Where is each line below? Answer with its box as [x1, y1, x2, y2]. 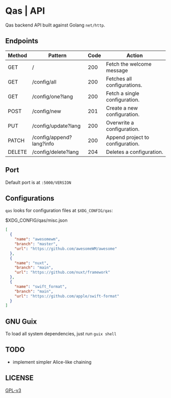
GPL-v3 [5, 387, 21, 393]
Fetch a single [106, 90, 139, 97]
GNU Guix [5, 317, 37, 326]
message [106, 67, 128, 74]
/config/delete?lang [32, 148, 79, 155]
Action [126, 51, 143, 59]
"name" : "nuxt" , [14, 260, 49, 266]
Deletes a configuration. [106, 148, 163, 155]
